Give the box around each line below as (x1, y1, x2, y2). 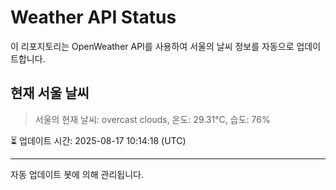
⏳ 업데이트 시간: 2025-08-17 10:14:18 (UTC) (10, 134, 187, 146)
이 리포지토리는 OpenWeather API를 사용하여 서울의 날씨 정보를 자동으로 (10, 40, 295, 52)
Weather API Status (10, 6, 177, 29)
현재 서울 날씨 (10, 85, 90, 102)
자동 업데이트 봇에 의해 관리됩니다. (10, 168, 144, 180)
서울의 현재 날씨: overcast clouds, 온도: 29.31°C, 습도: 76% (34, 113, 271, 125)
